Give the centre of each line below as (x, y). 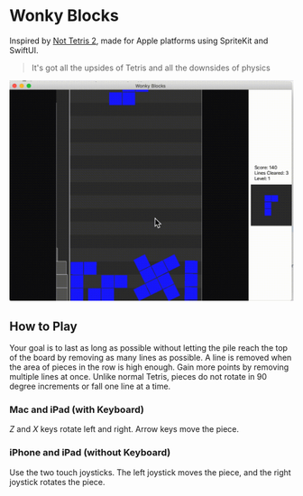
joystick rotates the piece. (57, 482)
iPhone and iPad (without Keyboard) (90, 453)
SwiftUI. (24, 50)
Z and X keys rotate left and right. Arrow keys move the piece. (124, 429)
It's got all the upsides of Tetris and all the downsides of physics (151, 68)
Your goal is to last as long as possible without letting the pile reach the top (149, 348)
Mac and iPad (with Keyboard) (77, 409)
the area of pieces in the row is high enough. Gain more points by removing (149, 367)
